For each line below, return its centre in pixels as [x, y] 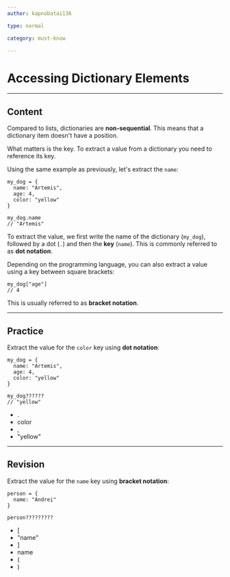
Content [25, 111]
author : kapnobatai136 [39, 13]
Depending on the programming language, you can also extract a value [107, 265]
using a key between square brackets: [61, 272]
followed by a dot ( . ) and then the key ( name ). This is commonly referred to [112, 244]
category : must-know [37, 38]
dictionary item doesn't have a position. [63, 136]
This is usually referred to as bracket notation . [73, 303]
